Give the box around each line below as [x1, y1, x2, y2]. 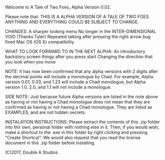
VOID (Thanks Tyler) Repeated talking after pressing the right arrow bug [5, 34, 151, 39]
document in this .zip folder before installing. [5, 140, 96, 146]
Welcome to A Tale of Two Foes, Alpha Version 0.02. [5, 4, 111, 10]
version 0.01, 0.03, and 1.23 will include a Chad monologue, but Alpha [5, 79, 146, 85]
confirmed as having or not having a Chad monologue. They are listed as [5, 104, 152, 110]
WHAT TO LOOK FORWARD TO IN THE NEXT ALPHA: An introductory [5, 49, 146, 54]
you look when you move [5, 59, 56, 64]
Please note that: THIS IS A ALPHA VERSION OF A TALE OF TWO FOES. [5, 14, 150, 19]
